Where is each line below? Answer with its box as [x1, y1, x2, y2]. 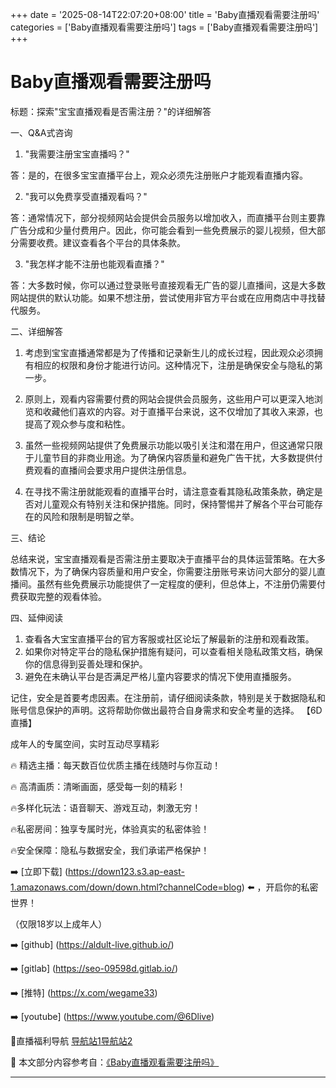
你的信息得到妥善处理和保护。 [24, 658, 148, 670]
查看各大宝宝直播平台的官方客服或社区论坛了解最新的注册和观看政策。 [24, 633, 315, 645]
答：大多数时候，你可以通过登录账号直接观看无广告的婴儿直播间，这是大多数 [10, 279, 326, 291]
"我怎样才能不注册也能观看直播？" [24, 258, 165, 270]
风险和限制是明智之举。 [42, 510, 140, 522]
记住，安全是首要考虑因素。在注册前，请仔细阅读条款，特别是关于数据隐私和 [10, 691, 326, 703]
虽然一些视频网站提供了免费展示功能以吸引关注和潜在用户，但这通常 [24, 439, 306, 451]
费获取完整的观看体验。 [10, 590, 107, 602]
